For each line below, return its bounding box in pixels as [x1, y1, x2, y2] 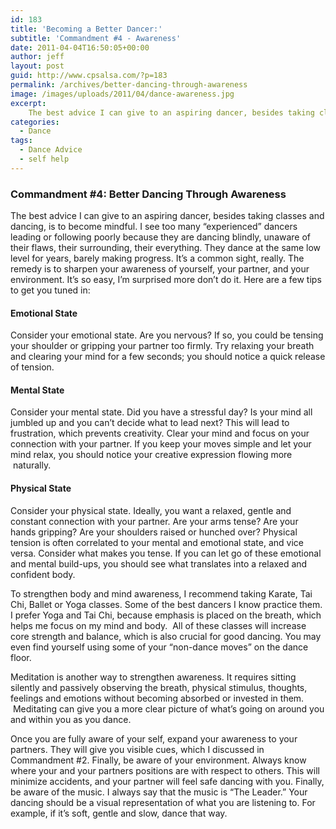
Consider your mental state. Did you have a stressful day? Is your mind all [10, 406, 313, 418]
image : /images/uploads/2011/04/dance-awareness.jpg [10, 89, 235, 99]
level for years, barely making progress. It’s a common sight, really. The [10, 252, 305, 265]
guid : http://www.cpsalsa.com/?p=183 [10, 71, 168, 81]
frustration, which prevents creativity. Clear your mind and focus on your [10, 427, 310, 440]
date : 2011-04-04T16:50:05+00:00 [10, 42, 150, 53]
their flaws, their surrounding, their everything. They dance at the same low [10, 242, 322, 254]
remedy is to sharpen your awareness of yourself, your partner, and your [10, 263, 310, 275]
